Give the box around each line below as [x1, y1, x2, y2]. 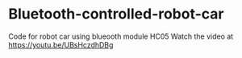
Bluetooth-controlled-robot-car [8, 5, 224, 23]
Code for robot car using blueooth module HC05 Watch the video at [8, 31, 234, 41]
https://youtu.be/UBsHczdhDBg [8, 39, 114, 49]
